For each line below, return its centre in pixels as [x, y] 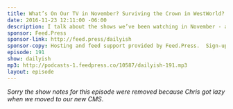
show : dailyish [29, 59]
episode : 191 [26, 53]
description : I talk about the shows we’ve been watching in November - [114, 26]
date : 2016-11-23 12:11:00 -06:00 [57, 20]
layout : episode [31, 72]
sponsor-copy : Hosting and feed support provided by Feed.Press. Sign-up [118, 46]
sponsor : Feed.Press [37, 33]
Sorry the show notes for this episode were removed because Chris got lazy [116, 92]
